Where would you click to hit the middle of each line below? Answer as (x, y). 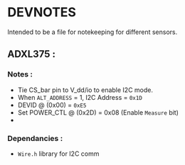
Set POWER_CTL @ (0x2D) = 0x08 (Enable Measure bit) (98, 112)
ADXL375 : (31, 54)
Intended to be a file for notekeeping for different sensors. (92, 32)
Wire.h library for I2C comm (58, 154)
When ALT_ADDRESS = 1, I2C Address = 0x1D (80, 97)
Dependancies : (35, 138)
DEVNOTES (42, 12)
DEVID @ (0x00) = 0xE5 (52, 105)
